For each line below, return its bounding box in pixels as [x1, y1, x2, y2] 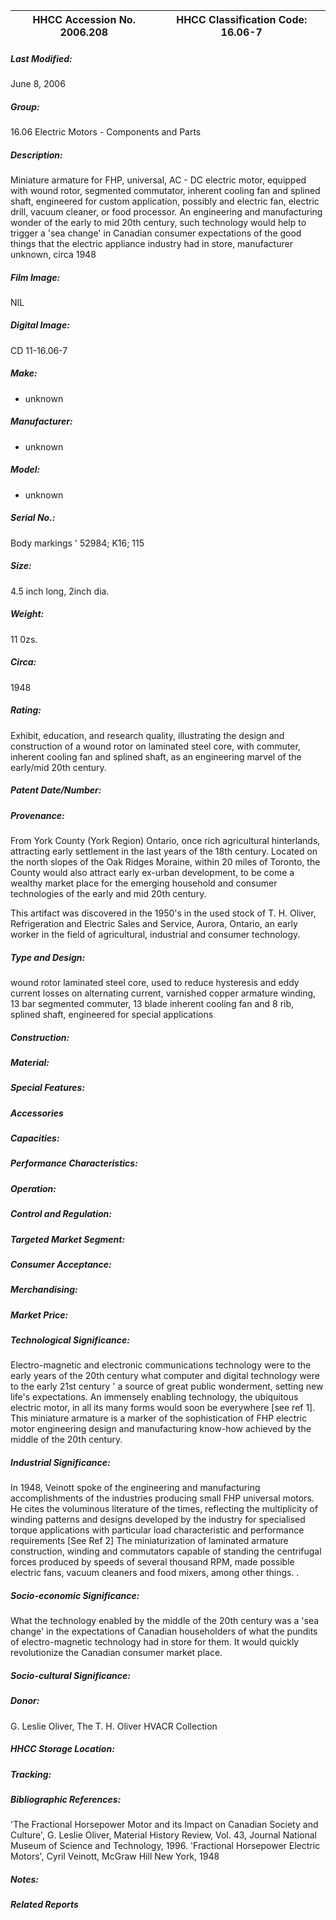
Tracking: [10, 1768, 52, 1780]
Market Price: [10, 1309, 69, 1321]
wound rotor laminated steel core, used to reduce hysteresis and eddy [10, 976, 300, 988]
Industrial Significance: [10, 1456, 111, 1468]
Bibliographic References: [10, 1794, 122, 1805]
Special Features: [10, 1082, 86, 1094]
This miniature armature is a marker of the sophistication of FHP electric [10, 1412, 308, 1424]
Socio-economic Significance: [10, 1589, 140, 1601]
